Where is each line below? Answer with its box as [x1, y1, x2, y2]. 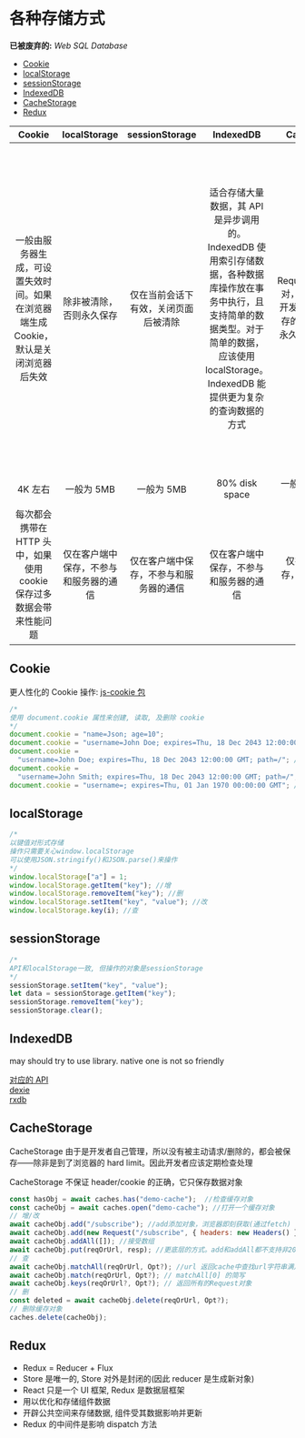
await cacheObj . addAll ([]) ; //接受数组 [9, 1237, 155, 1246]
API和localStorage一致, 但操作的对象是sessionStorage [9, 963, 203, 973]
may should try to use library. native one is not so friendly [9, 1055, 225, 1066]
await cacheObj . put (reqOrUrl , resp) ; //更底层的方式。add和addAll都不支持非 [9, 1245, 289, 1254]
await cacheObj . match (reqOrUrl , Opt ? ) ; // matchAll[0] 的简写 [9, 1271, 246, 1280]
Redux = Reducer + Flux [22, 1362, 113, 1373]
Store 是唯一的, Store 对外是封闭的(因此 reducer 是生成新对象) [22, 1373, 255, 1383]
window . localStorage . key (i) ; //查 [9, 906, 139, 915]
